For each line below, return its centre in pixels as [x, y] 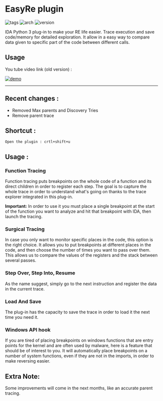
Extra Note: [23, 376]
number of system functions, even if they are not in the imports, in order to [80, 356]
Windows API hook [28, 329]
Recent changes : [32, 99]
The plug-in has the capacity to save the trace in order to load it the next [78, 312]
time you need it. [22, 317]
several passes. [21, 260]
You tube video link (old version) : [39, 69]
